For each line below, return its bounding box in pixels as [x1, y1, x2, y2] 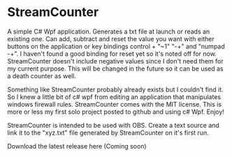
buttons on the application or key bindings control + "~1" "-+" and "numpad [7, 42, 225, 50]
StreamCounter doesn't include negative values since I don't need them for [7, 57, 224, 65]
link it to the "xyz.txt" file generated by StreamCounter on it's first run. [7, 128, 209, 137]
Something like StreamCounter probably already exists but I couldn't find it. [7, 85, 224, 94]
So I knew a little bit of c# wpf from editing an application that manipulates [7, 92, 222, 101]
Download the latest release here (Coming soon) [7, 142, 147, 150]
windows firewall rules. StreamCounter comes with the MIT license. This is [7, 100, 222, 108]
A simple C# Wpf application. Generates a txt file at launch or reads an [7, 27, 210, 36]
